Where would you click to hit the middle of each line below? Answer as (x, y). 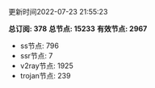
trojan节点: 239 (45, 76)
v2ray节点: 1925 (47, 66)
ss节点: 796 (39, 46)
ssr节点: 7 (36, 56)
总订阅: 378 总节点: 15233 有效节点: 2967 (78, 29)
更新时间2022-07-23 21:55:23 (58, 12)
